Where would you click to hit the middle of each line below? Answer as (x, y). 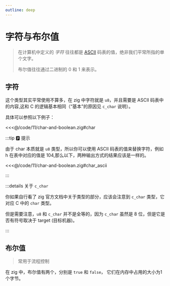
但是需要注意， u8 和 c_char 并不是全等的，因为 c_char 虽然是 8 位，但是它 (83, 214)
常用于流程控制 (33, 261)
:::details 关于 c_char (27, 186)
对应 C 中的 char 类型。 (30, 203)
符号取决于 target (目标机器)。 (46, 221)
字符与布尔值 (32, 37)
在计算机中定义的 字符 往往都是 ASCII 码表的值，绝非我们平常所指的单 (91, 52)
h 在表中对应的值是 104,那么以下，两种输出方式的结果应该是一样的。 (77, 155)
